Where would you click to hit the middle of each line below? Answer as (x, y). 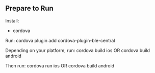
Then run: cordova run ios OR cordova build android (60, 65)
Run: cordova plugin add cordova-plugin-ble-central (60, 40)
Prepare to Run (29, 8)
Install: (12, 20)
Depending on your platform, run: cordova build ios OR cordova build (78, 50)
